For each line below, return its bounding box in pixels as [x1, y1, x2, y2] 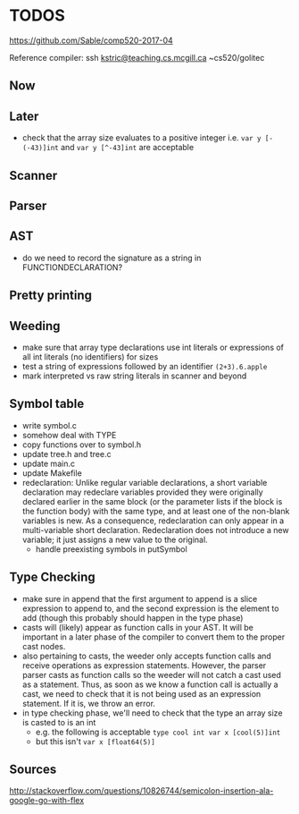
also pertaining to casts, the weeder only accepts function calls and [21, 650, 272, 661]
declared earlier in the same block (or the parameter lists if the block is [21, 496, 283, 506]
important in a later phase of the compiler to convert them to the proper [21, 632, 286, 642]
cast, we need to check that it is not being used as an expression [21, 688, 262, 699]
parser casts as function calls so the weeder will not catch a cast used [21, 669, 281, 680]
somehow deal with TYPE [21, 429, 117, 440]
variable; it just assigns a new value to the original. [21, 534, 208, 545]
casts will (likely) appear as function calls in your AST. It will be [21, 622, 254, 632]
